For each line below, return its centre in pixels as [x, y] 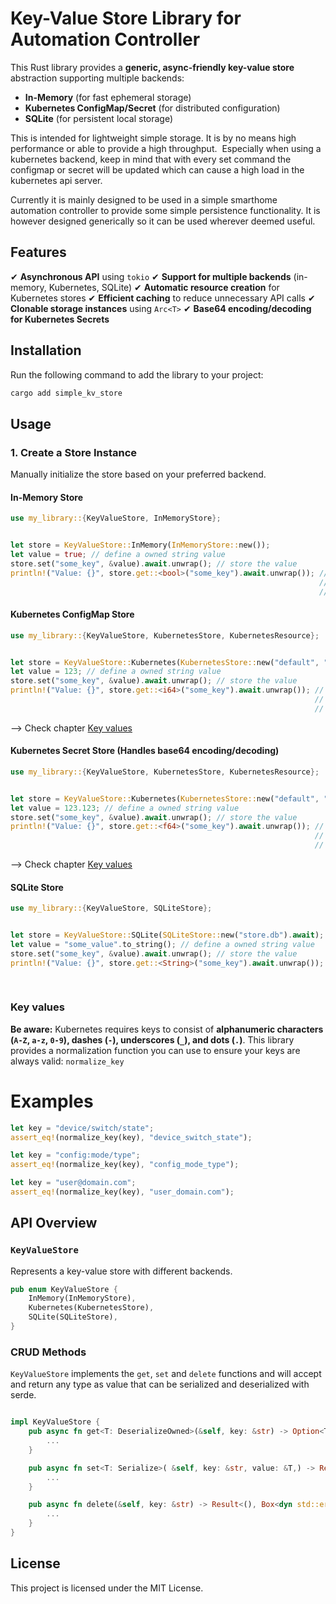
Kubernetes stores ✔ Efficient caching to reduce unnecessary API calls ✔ [163, 298]
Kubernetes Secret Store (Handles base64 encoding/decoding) [145, 751]
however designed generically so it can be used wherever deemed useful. [163, 221]
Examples [52, 1101]
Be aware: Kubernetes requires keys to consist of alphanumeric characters [167, 1029]
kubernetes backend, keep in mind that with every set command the [151, 159]
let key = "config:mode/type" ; [75, 1155]
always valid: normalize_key [67, 1061]
